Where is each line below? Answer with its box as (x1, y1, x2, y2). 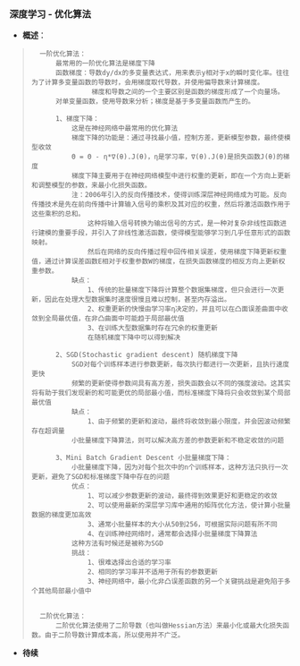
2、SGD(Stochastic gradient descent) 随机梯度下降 (54, 351, 238, 360)
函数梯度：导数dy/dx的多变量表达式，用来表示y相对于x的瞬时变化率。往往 (54, 69, 290, 78)
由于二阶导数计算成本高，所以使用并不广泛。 (44, 631, 185, 640)
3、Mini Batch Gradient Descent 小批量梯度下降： (54, 454, 232, 463)
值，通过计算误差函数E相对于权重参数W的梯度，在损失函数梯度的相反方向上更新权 (30, 257, 286, 266)
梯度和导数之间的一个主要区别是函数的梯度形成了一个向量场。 (91, 88, 285, 97)
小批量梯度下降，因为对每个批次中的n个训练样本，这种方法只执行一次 (71, 463, 288, 472)
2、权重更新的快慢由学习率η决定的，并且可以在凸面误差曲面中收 (87, 304, 288, 314)
